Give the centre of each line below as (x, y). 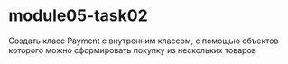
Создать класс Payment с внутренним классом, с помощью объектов (144, 41)
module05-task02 (78, 16)
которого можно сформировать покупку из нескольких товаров (132, 50)
